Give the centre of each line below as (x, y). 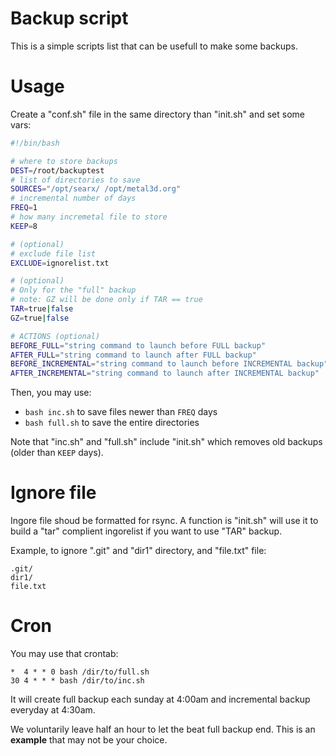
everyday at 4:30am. (53, 710)
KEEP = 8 (24, 226)
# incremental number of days (73, 198)
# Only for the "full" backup (73, 290)
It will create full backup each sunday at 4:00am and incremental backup (160, 699)
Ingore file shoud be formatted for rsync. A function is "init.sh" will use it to (164, 521)
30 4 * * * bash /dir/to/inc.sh (77, 681)
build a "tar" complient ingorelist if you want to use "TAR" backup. (146, 531)
